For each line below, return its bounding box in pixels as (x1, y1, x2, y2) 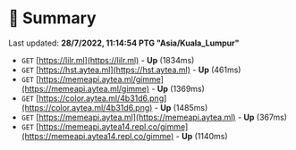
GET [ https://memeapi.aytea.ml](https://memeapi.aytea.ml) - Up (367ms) (21, 112, 288, 122)
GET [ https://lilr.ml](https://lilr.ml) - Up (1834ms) (21, 54, 195, 65)
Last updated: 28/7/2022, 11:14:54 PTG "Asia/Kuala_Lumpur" (8, 37, 240, 48)
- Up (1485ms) (154, 102, 208, 112)
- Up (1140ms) (175, 130, 229, 141)
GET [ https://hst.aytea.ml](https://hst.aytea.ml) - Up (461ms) (21, 64, 241, 75)
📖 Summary (8, 8, 97, 29)
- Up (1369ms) (150, 83, 205, 94)
